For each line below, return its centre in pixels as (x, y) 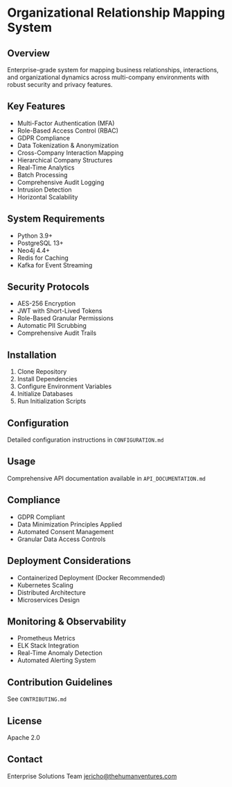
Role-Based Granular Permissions (65, 318)
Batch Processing (42, 174)
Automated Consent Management (65, 531)
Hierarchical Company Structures (65, 160)
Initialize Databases (45, 394)
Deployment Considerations (69, 561)
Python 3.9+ (35, 235)
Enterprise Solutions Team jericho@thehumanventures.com (92, 776)
